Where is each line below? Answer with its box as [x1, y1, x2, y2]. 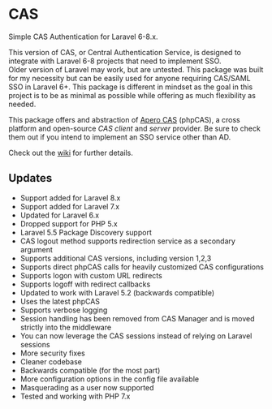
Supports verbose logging [19, 305, 108, 315]
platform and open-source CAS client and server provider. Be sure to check [8, 123, 261, 133]
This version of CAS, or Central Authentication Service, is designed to [8, 47, 242, 57]
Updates [8, 171, 53, 185]
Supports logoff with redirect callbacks [19, 279, 151, 289]
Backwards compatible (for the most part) [19, 365, 161, 375]
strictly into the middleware [19, 322, 112, 332]
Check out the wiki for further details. [8, 148, 134, 157]
